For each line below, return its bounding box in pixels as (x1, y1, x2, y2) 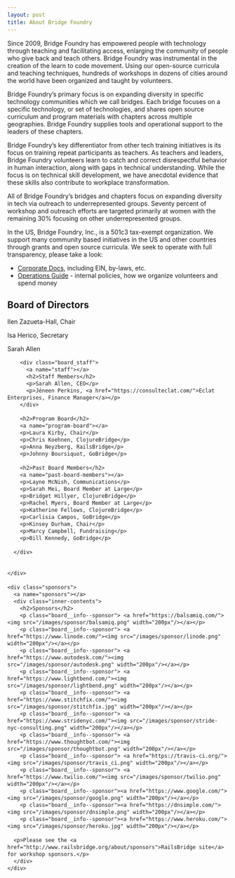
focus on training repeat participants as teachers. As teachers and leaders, (7, 148, 224, 157)
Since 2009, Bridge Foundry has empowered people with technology (7, 39, 207, 47)
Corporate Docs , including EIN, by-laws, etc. (17, 263, 146, 272)
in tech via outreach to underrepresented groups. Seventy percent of (7, 199, 207, 207)
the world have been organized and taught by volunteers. (7, 76, 173, 84)
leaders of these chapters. (7, 127, 83, 136)
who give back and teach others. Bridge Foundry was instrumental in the (7, 53, 217, 63)
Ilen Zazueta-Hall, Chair (7, 317, 76, 326)
